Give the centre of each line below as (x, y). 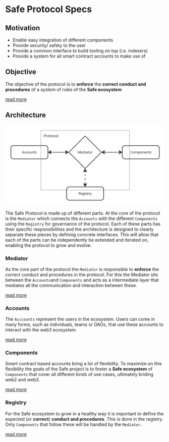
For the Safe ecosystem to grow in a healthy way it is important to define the (84, 413)
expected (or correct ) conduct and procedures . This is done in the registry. (84, 419)
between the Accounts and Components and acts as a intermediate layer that (82, 280)
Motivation (23, 28)
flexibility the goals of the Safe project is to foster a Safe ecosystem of (79, 369)
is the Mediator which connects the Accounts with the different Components (81, 218)
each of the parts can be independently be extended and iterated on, (77, 240)
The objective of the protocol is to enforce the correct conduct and (76, 84)
